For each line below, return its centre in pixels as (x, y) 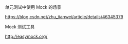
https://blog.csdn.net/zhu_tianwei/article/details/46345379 (64, 17)
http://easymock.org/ (26, 36)
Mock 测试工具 (20, 27)
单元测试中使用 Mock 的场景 (33, 7)
